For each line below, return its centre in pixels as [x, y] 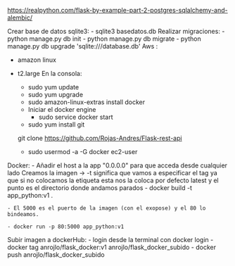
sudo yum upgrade [55, 95]
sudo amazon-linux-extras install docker [87, 102]
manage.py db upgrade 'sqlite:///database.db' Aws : [83, 46]
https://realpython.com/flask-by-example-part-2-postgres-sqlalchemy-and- [118, 10]
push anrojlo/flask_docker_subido [56, 255]
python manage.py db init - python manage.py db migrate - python [104, 39]
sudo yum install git [56, 125]
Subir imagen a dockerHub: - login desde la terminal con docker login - [110, 240]
